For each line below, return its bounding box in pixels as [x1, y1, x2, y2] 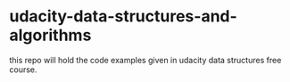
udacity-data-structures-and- [9, 6, 238, 27]
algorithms [9, 25, 92, 45]
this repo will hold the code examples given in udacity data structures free [9, 54, 282, 65]
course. [9, 64, 37, 75]
